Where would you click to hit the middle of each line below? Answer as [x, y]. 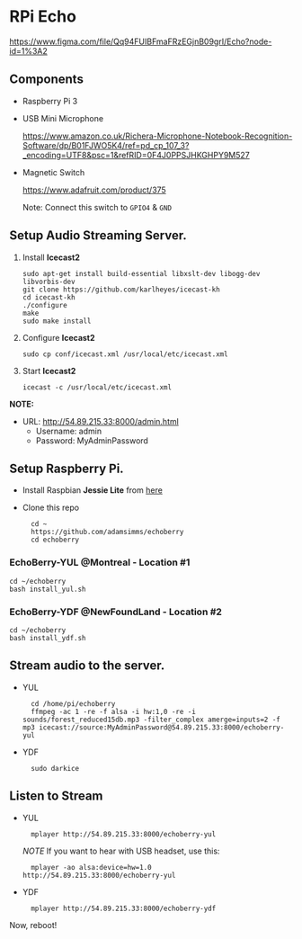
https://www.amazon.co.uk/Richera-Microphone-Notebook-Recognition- [157, 136]
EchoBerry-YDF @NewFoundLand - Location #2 [116, 612]
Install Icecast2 [51, 257]
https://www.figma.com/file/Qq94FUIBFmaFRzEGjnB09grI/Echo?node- [141, 41]
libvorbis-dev [49, 282]
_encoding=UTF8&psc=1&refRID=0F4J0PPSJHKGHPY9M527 [136, 155]
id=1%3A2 [28, 50]
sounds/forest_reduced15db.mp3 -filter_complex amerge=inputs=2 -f [151, 720]
